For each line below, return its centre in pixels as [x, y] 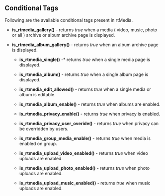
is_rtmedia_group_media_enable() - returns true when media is [85, 138]
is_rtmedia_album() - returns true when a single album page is [84, 74]
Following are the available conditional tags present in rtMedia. [69, 20]
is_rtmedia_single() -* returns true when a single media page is [84, 60]
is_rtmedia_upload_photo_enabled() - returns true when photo [84, 168]
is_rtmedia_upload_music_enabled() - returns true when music [85, 183]
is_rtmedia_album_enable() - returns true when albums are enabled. [90, 104]
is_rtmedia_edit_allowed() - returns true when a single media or [85, 89]
